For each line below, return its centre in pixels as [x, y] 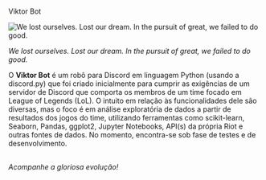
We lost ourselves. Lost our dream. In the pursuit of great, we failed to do [130, 51]
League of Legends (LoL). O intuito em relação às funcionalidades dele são [133, 101]
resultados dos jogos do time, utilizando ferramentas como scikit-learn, [127, 118]
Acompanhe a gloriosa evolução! [63, 166]
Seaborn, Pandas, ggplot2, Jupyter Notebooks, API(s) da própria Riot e [126, 126]
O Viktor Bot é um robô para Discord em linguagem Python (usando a [124, 76]
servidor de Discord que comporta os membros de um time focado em [125, 92]
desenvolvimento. [38, 144]
